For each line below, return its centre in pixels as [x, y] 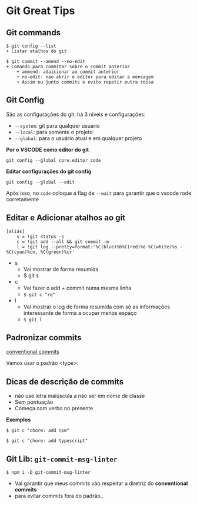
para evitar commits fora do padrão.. [59, 496]
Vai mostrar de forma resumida [61, 269]
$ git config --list [31, 46]
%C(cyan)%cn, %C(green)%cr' [41, 252]
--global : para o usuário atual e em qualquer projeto [78, 138]
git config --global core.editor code [54, 160]
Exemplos [19, 420]
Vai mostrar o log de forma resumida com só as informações [97, 307]
